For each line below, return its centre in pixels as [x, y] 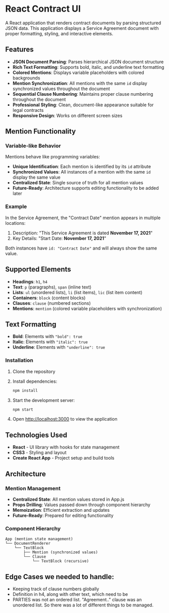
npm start [23, 410]
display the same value [36, 177]
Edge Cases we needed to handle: [60, 577]
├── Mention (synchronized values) [61, 552]
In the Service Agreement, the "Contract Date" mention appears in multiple [83, 218]
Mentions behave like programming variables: [52, 157]
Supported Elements [38, 270]
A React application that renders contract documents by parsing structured [83, 23]
